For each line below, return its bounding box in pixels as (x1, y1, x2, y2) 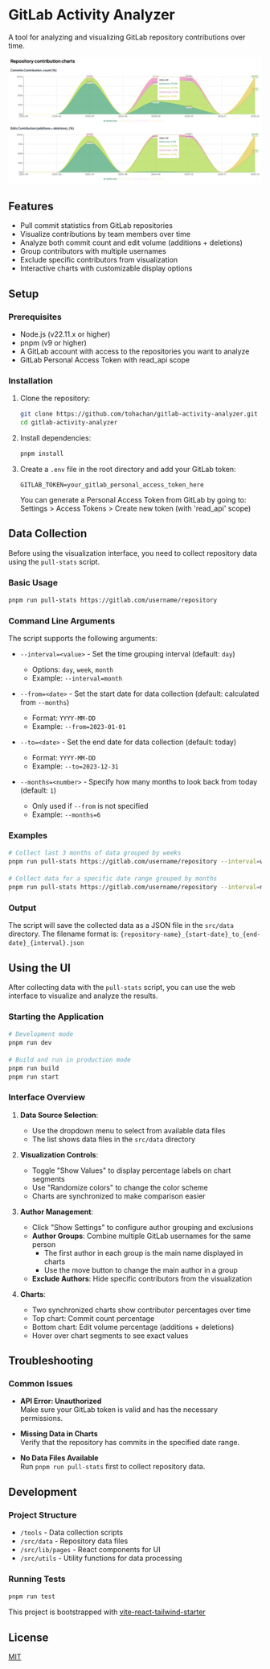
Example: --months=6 (31, 810, 101, 819)
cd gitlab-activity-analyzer (19, 419, 118, 427)
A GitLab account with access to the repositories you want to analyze (19, 346, 250, 356)
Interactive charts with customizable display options (19, 263, 193, 273)
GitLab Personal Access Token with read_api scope (19, 354, 190, 364)
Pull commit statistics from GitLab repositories (19, 221, 173, 230)
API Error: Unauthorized (19, 1396, 102, 1406)
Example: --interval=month (31, 673, 123, 683)
